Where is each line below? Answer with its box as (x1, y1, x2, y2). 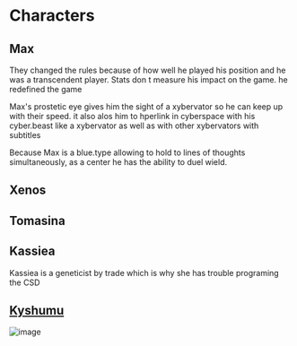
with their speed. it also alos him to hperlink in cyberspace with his (9, 111, 256, 121)
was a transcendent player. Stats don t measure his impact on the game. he (9, 74, 289, 85)
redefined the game (9, 84, 83, 94)
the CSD (9, 277, 40, 288)
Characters (9, 5, 95, 26)
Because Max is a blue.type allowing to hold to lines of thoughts (9, 147, 246, 158)
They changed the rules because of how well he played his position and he (9, 65, 286, 75)
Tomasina (9, 212, 66, 229)
